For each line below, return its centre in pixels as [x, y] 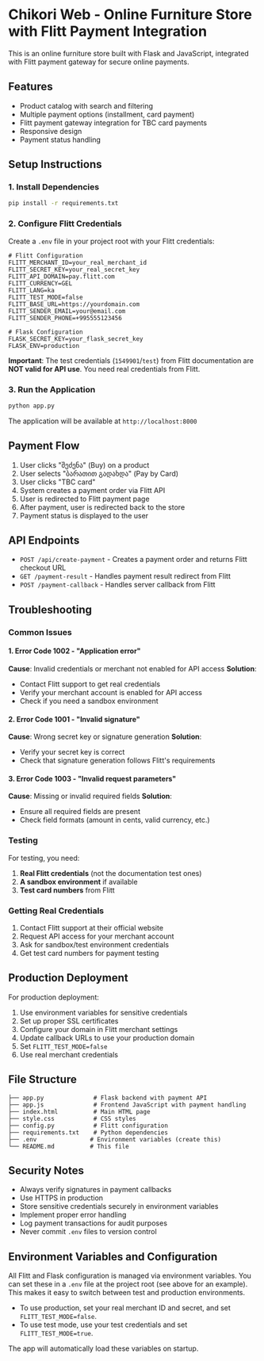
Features [31, 87]
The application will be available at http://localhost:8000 [103, 421]
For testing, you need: [44, 858]
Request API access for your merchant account [97, 936]
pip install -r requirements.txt [63, 204]
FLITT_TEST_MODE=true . [56, 1333]
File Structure [42, 1080]
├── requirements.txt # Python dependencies [88, 1132]
